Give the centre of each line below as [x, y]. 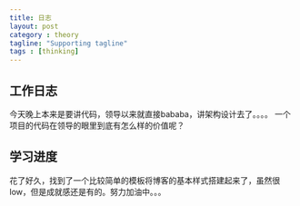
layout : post [34, 26]
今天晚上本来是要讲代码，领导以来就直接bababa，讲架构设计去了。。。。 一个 [150, 113]
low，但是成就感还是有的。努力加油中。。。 [88, 191]
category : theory [44, 34]
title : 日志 [30, 18]
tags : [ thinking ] [44, 52]
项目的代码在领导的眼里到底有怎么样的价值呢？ [97, 125]
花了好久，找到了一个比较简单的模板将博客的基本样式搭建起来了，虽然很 [145, 180]
